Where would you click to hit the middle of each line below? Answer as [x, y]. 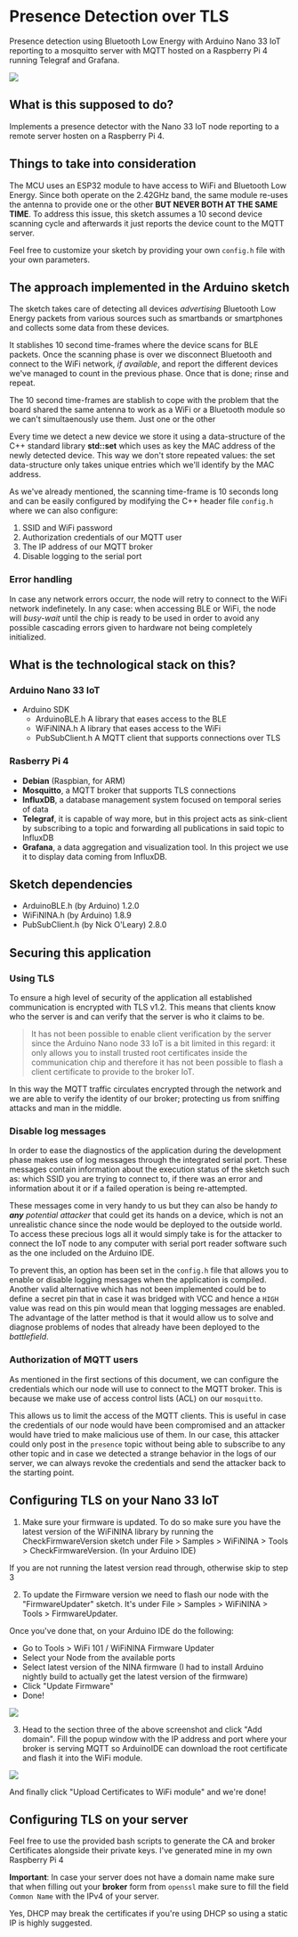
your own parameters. [50, 260]
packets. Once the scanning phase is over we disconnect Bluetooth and [141, 355]
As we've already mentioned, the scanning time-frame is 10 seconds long [144, 491]
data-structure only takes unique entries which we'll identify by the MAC [142, 465]
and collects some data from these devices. [89, 328]
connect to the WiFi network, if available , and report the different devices [144, 364]
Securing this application [80, 953]
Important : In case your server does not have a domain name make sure [142, 1877]
